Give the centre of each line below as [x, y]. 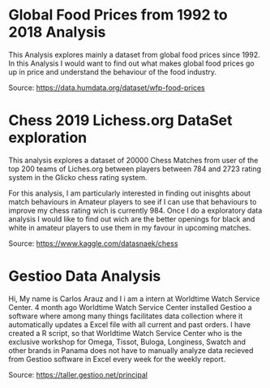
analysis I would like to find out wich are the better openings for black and [132, 219]
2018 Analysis [57, 32]
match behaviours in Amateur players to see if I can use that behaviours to [133, 201]
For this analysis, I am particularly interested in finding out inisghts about [130, 193]
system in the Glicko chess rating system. [78, 177]
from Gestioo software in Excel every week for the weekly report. [117, 359]
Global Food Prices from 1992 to [118, 15]
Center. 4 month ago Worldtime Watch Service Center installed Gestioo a [131, 307]
